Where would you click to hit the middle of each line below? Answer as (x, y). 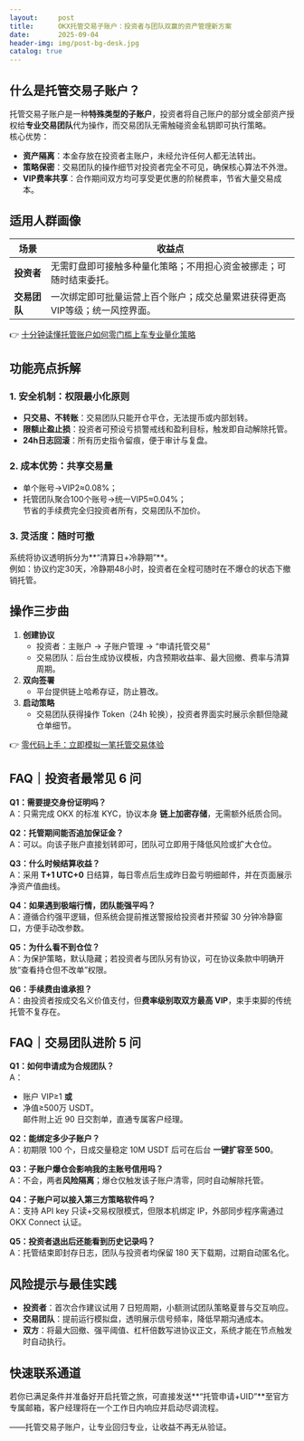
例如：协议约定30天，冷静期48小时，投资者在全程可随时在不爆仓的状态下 (146, 569)
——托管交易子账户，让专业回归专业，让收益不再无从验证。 (120, 1427)
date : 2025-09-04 (54, 34)
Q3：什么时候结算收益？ (55, 863)
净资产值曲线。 (37, 886)
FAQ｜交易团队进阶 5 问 (76, 1043)
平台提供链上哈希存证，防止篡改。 (100, 691)
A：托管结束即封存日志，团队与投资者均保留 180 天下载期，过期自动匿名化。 (152, 1253)
